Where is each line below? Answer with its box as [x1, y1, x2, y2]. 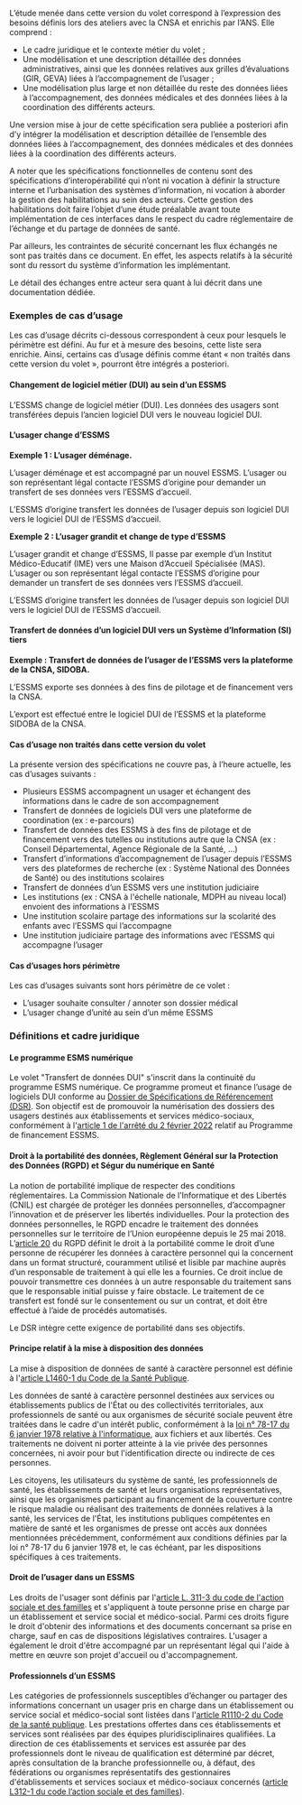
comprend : [9, 27, 52, 37]
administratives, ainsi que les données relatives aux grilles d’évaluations [22, 63, 290, 74]
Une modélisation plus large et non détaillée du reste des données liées [22, 83, 288, 93]
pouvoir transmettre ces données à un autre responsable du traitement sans [9, 1276, 292, 1287]
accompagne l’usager [22, 940, 104, 950]
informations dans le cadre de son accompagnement [22, 796, 219, 807]
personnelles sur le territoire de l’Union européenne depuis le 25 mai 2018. [9, 1227, 287, 1239]
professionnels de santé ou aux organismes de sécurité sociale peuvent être [9, 1409, 293, 1420]
